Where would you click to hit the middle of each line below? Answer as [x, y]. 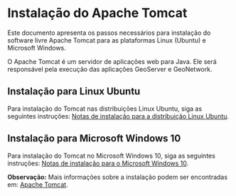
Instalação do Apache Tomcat [97, 13]
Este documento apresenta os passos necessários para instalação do [109, 33]
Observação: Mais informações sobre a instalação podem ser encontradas [118, 177]
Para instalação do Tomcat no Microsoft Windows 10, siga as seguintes [111, 156]
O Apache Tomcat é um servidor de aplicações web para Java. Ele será [112, 61]
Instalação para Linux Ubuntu [74, 91]
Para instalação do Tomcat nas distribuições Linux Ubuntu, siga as [105, 109]
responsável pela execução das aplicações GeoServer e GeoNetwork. [110, 69]
